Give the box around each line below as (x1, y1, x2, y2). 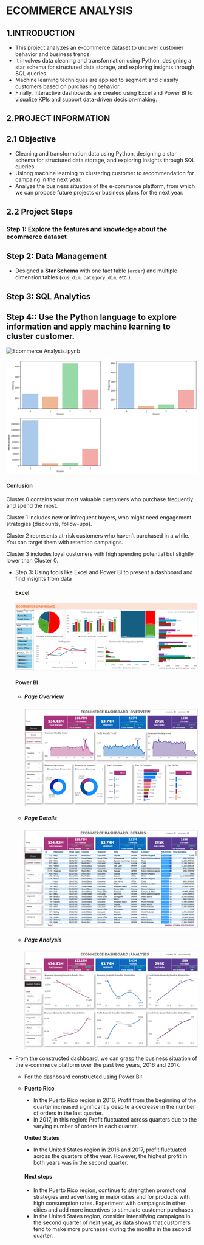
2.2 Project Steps (6, 206, 73, 217)
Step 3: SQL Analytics (6, 291, 91, 302)
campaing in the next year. (15, 176, 82, 183)
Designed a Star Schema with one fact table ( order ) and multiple (15, 267, 178, 274)
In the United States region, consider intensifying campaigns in (33, 1212, 191, 1219)
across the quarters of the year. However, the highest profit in (33, 1153, 188, 1160)
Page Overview (24, 693, 64, 700)
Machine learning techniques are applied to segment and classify (15, 77, 179, 83)
